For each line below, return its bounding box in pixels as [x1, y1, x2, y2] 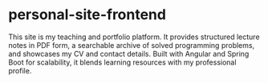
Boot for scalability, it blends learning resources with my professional [8, 57, 237, 67]
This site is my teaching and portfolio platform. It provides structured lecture [8, 32, 260, 41]
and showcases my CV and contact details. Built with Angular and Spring [8, 49, 250, 58]
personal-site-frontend [8, 6, 167, 24]
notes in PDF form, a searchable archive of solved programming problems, [8, 40, 255, 49]
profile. [8, 65, 32, 75]
